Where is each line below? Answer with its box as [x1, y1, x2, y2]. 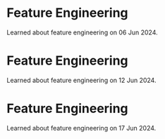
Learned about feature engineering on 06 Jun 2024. [6, 28, 158, 37]
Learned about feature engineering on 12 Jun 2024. [6, 76, 157, 84]
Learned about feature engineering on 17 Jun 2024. [6, 124, 157, 132]
